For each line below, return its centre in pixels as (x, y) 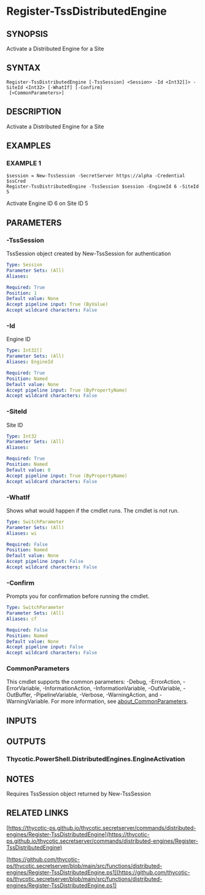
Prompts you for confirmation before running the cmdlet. (78, 596)
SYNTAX (24, 68)
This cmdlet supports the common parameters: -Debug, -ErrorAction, (94, 682)
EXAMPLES (29, 146)
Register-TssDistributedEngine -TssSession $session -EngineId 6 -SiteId (103, 187)
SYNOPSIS (27, 34)
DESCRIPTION (34, 112)
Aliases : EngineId (30, 362)
